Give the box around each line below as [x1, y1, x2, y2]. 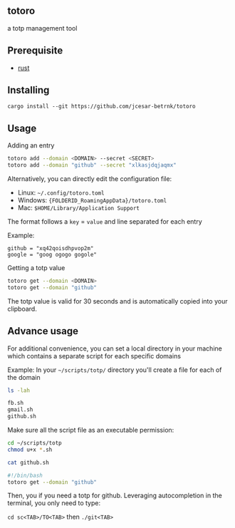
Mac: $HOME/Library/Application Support [17, 204, 140, 212]
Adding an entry [7, 141, 55, 150]
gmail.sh [7, 406, 33, 413]
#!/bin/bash [7, 472, 43, 479]
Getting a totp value [7, 264, 66, 272]
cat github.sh [7, 459, 50, 466]
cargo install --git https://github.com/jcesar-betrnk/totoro [7, 103, 196, 110]
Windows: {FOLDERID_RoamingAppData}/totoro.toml [17, 196, 167, 205]
